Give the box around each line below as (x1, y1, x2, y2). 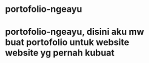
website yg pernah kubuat (5, 47, 114, 59)
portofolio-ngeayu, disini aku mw (5, 26, 145, 38)
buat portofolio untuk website (5, 37, 129, 48)
